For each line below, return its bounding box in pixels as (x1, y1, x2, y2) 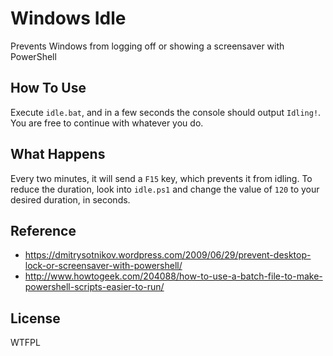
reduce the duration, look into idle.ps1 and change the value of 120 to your (10, 183, 320, 195)
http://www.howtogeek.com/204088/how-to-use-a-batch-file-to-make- (24, 270, 323, 282)
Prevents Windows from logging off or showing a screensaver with (10, 40, 285, 52)
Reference (10, 222, 77, 239)
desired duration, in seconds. (10, 193, 131, 206)
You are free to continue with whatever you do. (10, 117, 204, 129)
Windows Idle (10, 7, 127, 30)
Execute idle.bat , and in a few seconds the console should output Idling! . (10, 106, 322, 118)
